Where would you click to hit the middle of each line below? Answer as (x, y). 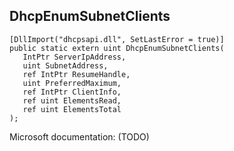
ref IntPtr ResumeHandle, (76, 74)
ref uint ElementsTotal (72, 109)
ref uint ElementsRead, (72, 100)
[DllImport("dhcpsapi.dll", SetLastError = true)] (117, 39)
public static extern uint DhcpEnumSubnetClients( (117, 48)
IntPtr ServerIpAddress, (74, 57)
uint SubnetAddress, (65, 65)
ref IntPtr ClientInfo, (72, 92)
